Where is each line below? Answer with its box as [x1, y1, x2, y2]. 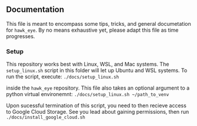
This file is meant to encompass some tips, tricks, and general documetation [6, 20, 191, 27]
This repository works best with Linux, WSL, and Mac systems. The [6, 61, 169, 68]
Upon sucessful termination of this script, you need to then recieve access [6, 102, 187, 109]
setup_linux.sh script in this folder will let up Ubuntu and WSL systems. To [6, 67, 188, 74]
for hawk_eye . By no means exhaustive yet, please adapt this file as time [6, 26, 179, 33]
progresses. [6, 32, 35, 40]
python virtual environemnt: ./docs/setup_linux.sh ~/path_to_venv [6, 91, 169, 98]
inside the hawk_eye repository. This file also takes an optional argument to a [6, 84, 190, 91]
